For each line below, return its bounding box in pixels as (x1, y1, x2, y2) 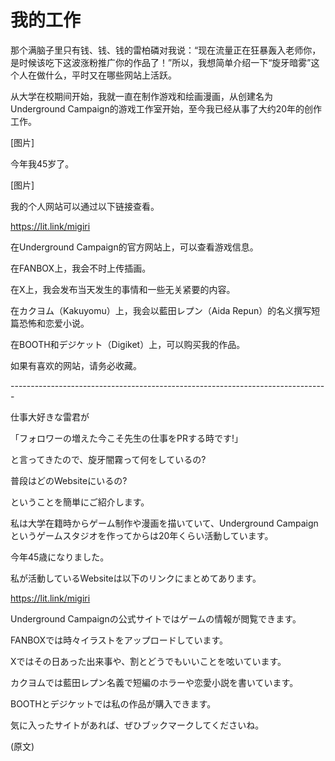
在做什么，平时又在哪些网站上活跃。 (27, 69, 177, 81)
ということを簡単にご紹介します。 (10, 496, 150, 508)
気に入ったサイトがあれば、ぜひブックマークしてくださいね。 (10, 719, 265, 731)
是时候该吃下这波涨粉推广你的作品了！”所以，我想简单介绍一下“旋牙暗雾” (10, 56, 312, 68)
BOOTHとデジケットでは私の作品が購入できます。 (10, 697, 217, 710)
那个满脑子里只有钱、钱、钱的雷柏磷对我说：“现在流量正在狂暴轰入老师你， (10, 44, 322, 56)
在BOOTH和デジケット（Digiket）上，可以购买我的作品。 (10, 338, 246, 350)
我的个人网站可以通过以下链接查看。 (10, 200, 160, 212)
